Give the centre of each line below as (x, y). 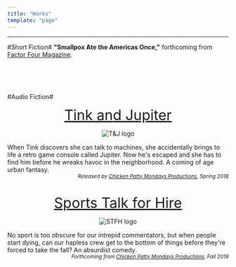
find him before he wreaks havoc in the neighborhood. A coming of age (111, 162)
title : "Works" (29, 14)
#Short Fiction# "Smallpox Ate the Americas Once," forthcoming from (110, 47)
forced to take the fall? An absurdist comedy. (72, 249)
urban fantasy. (28, 169)
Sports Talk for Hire (118, 203)
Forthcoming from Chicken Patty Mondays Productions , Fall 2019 (150, 256)
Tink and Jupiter (118, 115)
